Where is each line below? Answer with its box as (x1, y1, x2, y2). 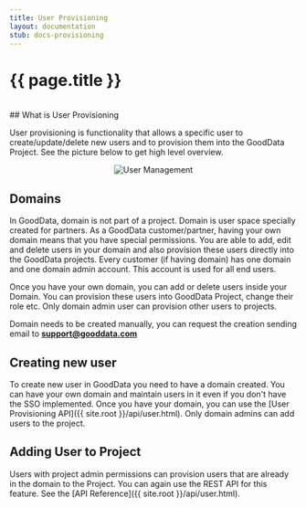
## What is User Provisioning (9, 110, 120, 121)
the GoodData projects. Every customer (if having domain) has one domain (9, 254, 291, 265)
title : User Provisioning (9, 13, 108, 23)
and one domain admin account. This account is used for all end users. (9, 264, 277, 275)
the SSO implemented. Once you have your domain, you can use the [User (9, 398, 290, 409)
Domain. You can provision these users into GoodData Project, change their (9, 291, 294, 302)
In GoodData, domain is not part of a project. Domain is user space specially (9, 216, 296, 227)
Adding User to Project (9, 444, 142, 460)
